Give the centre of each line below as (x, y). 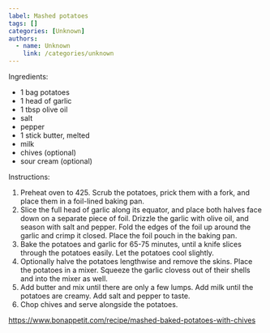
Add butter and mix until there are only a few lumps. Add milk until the (137, 287)
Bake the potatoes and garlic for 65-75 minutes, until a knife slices (131, 244)
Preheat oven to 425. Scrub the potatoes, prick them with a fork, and (135, 192)
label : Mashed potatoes (49, 16)
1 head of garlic (46, 101)
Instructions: (29, 177)
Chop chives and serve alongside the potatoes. (99, 304)
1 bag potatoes (45, 92)
